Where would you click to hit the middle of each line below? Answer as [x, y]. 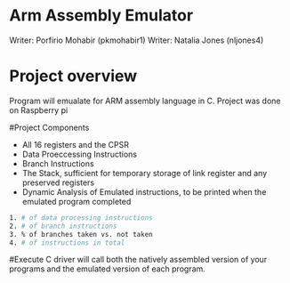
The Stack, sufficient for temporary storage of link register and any [145, 173]
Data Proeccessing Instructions [80, 154]
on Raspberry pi [39, 110]
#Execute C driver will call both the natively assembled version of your [138, 260]
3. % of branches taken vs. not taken [81, 234]
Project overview [73, 76]
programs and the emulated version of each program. [108, 269]
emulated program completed [77, 201]
